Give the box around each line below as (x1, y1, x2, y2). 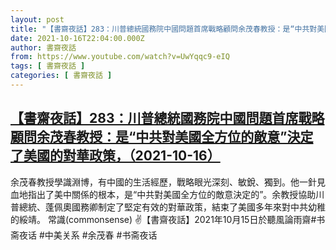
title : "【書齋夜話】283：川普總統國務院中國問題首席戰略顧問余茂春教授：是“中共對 (10, 24, 318, 34)
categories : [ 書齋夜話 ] (10, 71, 113, 81)
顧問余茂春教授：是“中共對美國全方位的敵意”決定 (10, 129, 314, 146)
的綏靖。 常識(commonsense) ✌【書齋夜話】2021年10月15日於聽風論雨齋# (10, 213, 317, 225)
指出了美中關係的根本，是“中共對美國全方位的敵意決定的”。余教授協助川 (27, 188, 325, 200)
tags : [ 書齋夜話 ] (10, 61, 86, 71)
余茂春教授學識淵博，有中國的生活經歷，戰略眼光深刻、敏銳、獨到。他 (10, 176, 300, 188)
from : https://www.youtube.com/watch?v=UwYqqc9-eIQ (10, 52, 230, 62)
